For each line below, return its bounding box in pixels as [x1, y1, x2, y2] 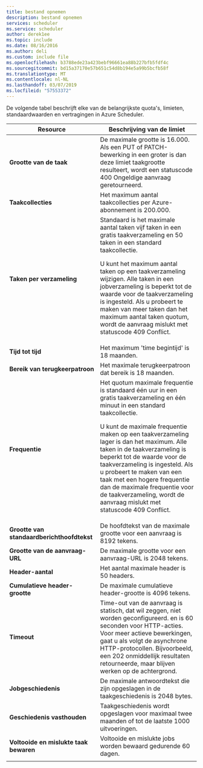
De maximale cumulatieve [100, 581, 173, 589]
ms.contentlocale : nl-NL [6, 76, 69, 82]
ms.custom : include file [6, 54, 69, 60]
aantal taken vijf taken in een [100, 223, 181, 231]
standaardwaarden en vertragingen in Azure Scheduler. [6, 110, 144, 118]
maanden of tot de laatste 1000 [100, 717, 190, 725]
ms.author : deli [6, 48, 47, 55]
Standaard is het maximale [100, 216, 175, 224]
